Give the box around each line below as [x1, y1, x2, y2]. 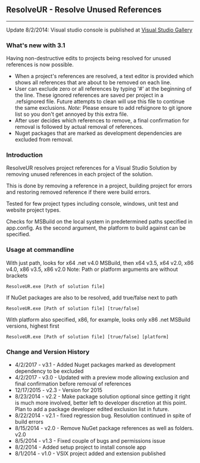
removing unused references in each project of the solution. [6, 171, 154, 178]
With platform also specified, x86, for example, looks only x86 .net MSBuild [6, 316, 190, 323]
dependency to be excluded [14, 368, 84, 375]
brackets [6, 271, 28, 279]
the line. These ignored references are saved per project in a [14, 92, 164, 99]
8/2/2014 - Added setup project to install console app [14, 444, 146, 450]
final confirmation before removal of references [14, 380, 132, 387]
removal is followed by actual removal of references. [14, 124, 144, 131]
